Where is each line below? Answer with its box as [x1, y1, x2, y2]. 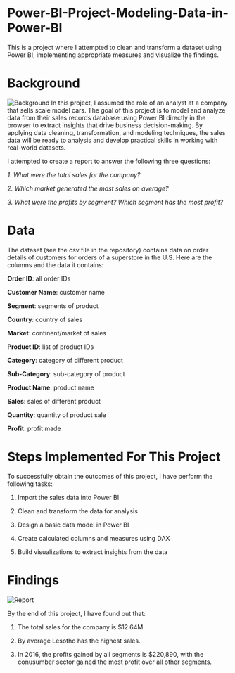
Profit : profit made [7, 424, 61, 432]
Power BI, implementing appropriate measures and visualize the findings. [7, 51, 220, 59]
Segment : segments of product [7, 301, 99, 310]
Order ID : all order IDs [7, 274, 71, 283]
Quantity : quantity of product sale [7, 410, 107, 419]
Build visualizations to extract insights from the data [17, 547, 168, 556]
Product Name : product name [7, 383, 95, 392]
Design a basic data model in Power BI [17, 520, 129, 529]
